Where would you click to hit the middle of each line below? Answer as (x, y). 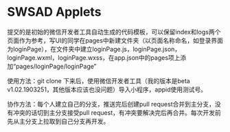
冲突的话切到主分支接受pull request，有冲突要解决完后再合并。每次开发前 (117, 112)
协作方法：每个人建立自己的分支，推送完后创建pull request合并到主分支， (111, 104)
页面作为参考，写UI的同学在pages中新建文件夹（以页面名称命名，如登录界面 (115, 40)
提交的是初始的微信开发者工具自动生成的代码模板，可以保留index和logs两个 (114, 32)
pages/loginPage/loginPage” (56, 66)
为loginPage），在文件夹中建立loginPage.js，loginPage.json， (94, 49)
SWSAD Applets (54, 12)
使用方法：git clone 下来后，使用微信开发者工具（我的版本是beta (99, 80)
